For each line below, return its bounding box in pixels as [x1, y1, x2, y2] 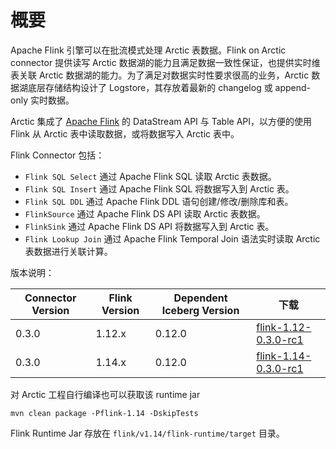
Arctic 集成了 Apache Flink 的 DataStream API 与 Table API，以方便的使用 [10, 115, 312, 127]
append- [274, 81, 312, 93]
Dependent [173, 291, 228, 305]
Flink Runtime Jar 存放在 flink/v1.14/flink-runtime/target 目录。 [10, 427, 285, 439]
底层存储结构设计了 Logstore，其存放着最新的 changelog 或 [27, 81, 273, 93]
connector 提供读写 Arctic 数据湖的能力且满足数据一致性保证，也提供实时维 [10, 56, 321, 68]
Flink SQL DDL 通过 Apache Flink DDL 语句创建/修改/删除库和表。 [24, 195, 294, 207]
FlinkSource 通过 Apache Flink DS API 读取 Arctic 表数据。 [24, 207, 266, 220]
